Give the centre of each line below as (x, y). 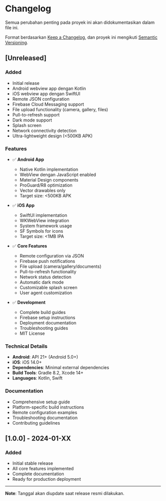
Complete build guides (42, 312)
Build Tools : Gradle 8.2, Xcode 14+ (48, 373)
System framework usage (46, 226)
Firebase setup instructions (47, 317)
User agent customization (46, 293)
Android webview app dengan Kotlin (49, 88)
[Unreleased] (26, 58)
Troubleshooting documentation (45, 418)
